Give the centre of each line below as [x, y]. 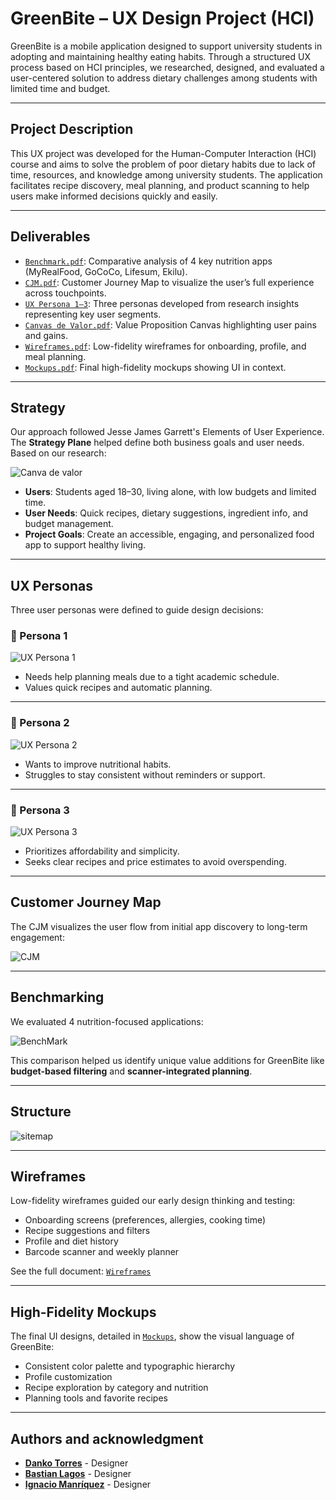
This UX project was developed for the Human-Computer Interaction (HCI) [163, 153]
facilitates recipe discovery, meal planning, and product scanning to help [160, 185]
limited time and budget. [60, 88]
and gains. [46, 335]
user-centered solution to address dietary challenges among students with [164, 78]
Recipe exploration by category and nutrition [116, 1388]
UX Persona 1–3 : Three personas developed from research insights [162, 303]
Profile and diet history [71, 1241]
